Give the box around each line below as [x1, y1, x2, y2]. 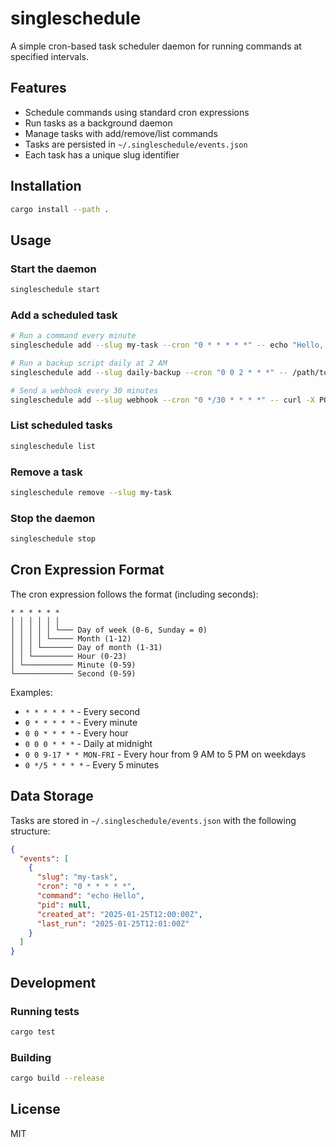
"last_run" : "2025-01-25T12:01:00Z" [36, 918, 190, 929]
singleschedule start [10, 285, 101, 295]
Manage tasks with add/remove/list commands [24, 127, 218, 139]
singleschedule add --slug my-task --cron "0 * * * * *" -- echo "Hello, [10, 340, 325, 351]
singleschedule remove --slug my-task [10, 488, 172, 498]
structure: [10, 825, 51, 837]
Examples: [10, 686, 53, 698]
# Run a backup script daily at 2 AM [10, 358, 168, 369]
